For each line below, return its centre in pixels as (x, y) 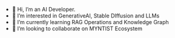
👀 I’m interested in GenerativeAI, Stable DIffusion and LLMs (86, 16)
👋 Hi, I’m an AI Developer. (44, 9)
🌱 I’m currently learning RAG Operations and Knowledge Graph (91, 22)
